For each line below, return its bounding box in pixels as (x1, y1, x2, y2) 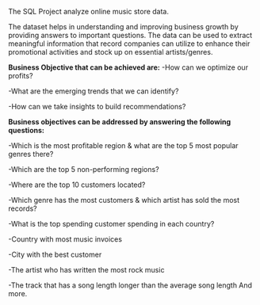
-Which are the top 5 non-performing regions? (8, 165, 160, 173)
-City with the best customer (8, 250, 102, 259)
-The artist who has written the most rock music (8, 265, 165, 274)
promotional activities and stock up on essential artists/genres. (8, 48, 213, 56)
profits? (8, 71, 33, 80)
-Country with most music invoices (8, 234, 123, 244)
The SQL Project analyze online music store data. (8, 7, 169, 16)
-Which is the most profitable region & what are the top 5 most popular (8, 141, 239, 150)
